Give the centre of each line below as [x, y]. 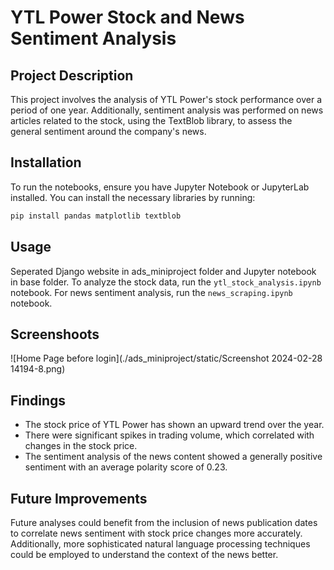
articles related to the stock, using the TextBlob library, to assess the [151, 120]
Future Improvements [79, 498]
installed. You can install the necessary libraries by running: [133, 197]
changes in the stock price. [81, 446]
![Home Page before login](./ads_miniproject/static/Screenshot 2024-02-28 [166, 358]
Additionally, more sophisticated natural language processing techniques [160, 543]
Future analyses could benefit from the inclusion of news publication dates [164, 522]
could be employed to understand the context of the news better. [144, 554]
